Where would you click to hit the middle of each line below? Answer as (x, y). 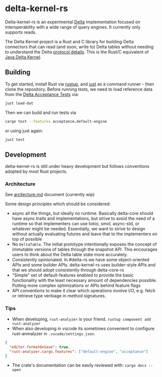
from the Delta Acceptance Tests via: (42, 94)
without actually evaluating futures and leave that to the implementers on (85, 234)
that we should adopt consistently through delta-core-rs (68, 270)
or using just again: (24, 131)
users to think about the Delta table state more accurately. (70, 255)
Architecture (20, 184)
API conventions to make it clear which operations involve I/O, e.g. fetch (84, 291)
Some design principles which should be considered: (58, 204)
